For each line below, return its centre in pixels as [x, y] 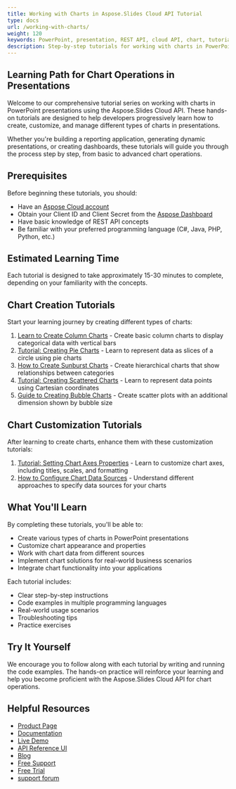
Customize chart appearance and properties [81, 545]
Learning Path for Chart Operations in [91, 75]
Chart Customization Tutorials [75, 425]
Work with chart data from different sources [81, 553]
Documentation [40, 733]
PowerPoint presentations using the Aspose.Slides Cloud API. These [106, 110]
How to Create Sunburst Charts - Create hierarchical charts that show [118, 366]
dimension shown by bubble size [65, 403]
